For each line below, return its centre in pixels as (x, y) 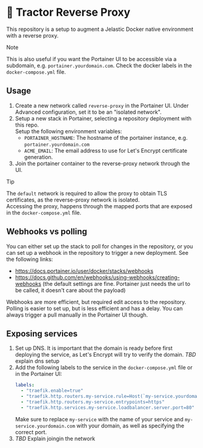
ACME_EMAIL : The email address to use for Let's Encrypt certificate (106, 150)
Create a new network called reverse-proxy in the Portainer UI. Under (102, 105)
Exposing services (42, 333)
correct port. (31, 432)
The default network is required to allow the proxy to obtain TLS (87, 193)
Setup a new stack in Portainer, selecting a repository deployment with (103, 118)
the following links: (30, 259)
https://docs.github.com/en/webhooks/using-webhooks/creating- (97, 277)
